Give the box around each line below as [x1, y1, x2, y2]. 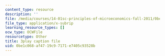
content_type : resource [5, 7, 54, 12]
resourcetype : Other [5, 35, 48, 39]
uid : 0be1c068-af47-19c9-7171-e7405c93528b [5, 43, 96, 48]
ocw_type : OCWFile [5, 30, 43, 35]
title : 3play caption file [5, 39, 60, 44]
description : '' [5, 12, 38, 17]
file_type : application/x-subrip [5, 20, 74, 26]
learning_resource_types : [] [5, 25, 65, 30]
